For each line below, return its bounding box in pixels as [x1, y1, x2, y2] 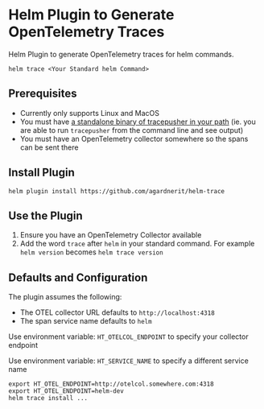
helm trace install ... [8, 395, 89, 403]
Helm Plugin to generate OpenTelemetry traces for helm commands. [8, 49, 234, 59]
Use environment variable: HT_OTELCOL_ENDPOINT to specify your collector [8, 332, 249, 341]
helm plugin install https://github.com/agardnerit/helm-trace [8, 187, 225, 195]
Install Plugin [8, 166, 75, 180]
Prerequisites [8, 87, 77, 101]
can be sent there [19, 143, 79, 152]
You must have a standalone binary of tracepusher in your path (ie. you [19, 117, 256, 126]
